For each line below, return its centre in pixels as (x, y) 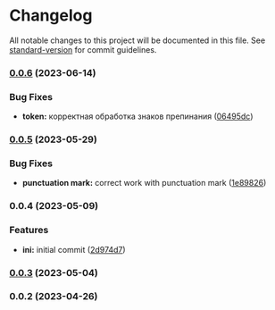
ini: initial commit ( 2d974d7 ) (74, 249)
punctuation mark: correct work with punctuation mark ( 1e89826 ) (144, 183)
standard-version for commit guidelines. (83, 49)
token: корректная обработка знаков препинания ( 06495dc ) (137, 116)
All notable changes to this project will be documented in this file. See (137, 40)
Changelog (51, 16)
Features (29, 230)
